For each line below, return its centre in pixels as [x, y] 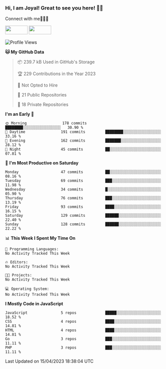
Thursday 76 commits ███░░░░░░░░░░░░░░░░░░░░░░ [83, 198]
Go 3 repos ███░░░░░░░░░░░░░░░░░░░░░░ [83, 339]
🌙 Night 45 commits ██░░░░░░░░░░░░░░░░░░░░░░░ [83, 149]
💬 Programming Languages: [32, 249]
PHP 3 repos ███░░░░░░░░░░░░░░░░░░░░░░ [83, 348]
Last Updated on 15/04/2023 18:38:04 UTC [49, 361]
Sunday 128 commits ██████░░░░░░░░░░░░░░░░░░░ [83, 224]
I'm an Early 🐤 [20, 114]
